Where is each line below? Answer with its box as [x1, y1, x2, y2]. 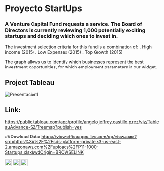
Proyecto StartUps [5, 3, 82, 14]
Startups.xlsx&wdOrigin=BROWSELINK [5, 149, 84, 155]
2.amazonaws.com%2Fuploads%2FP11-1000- [5, 144, 98, 150]
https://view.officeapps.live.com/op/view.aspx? [41, 134, 137, 139]
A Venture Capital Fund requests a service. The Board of [5, 21, 143, 28]
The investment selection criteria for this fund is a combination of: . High [5, 44, 152, 50]
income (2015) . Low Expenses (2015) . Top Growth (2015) [5, 49, 123, 55]
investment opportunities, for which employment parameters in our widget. [5, 64, 157, 70]
